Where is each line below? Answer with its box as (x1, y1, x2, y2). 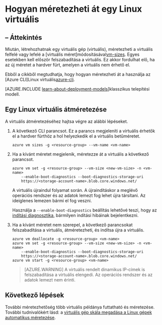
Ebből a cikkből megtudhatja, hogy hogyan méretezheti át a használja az (5, 71, 151, 77)
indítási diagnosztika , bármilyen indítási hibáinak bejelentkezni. (12, 212, 139, 218)
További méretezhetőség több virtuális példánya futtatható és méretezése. (5, 304, 155, 310)
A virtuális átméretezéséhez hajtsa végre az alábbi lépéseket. (5, 118, 128, 124)
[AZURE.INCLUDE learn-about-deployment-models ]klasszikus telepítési (5, 86, 150, 92)
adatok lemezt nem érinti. (24, 277, 76, 282)
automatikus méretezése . (5, 314, 56, 320)
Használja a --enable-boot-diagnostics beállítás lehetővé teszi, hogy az (12, 207, 157, 213)
